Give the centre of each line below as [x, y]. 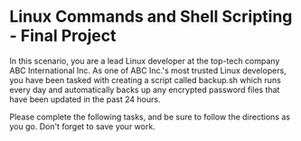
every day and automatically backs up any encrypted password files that [145, 89]
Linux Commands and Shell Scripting [151, 17]
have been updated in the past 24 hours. [85, 99]
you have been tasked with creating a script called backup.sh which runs [146, 80]
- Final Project [63, 36]
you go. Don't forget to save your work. [82, 126]
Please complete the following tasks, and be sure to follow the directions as [150, 117]
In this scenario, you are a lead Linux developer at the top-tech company [145, 61]
